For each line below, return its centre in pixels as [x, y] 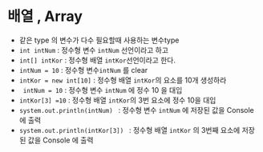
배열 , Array [45, 16]
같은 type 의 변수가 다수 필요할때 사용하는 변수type [99, 40]
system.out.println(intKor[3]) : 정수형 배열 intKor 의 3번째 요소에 [129, 130]
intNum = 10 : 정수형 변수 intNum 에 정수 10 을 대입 [103, 90]
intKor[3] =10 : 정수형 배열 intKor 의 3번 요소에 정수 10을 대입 [117, 100]
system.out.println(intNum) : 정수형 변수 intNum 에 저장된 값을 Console [136, 110]
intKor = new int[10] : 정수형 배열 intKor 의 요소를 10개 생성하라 [123, 80]
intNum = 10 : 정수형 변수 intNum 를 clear [83, 70]
